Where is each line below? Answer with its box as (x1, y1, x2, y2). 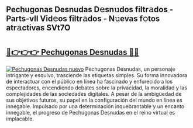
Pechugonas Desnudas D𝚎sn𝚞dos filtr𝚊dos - (6, 5, 174, 15)
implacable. (6, 115, 34, 122)
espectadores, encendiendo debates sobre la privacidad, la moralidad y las (6, 84, 187, 91)
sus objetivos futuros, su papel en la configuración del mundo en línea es (6, 96, 182, 103)
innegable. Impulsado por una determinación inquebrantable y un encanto (6, 103, 185, 110)
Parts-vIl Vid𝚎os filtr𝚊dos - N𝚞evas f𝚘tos (6, 14, 160, 24)
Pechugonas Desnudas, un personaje (85, 65, 175, 72)
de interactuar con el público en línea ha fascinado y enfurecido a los (6, 78, 173, 85)
